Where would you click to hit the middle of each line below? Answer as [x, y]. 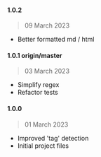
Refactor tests [38, 93]
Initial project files [43, 146]
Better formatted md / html [56, 40]
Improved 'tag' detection [53, 138]
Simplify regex [38, 85]
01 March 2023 [46, 124]
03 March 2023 [47, 71]
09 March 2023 [47, 25]
